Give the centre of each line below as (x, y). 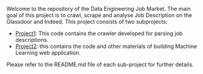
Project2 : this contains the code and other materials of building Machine (106, 46)
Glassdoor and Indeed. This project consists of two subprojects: (87, 22)
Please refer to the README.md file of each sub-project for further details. (100, 64)
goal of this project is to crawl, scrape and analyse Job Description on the (99, 15)
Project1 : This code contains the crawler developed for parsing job (99, 33)
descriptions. (32, 40)
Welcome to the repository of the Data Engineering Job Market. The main (99, 9)
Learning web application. (48, 53)
